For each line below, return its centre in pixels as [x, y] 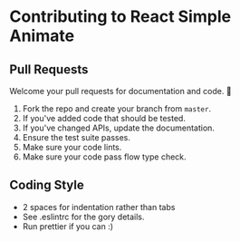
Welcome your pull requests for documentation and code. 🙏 [121, 91]
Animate [42, 36]
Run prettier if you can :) [68, 226]
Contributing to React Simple [120, 17]
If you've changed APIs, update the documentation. [119, 128]
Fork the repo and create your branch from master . [116, 109]
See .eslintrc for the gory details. [83, 217]
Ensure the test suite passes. [77, 137]
